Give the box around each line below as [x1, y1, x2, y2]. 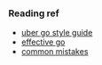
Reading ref [8, 7, 59, 20]
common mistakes [20, 46, 89, 57]
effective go [20, 37, 66, 47]
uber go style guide [20, 28, 93, 38]
